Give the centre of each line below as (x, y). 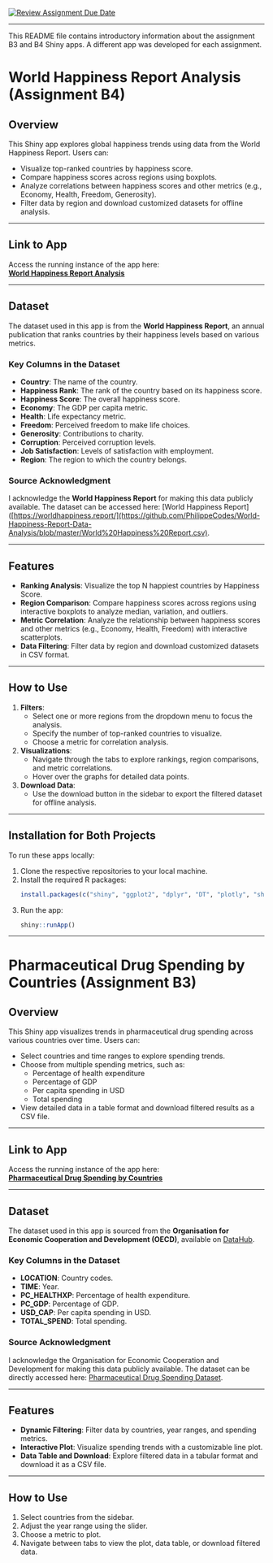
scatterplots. (41, 637)
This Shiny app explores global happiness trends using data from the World (134, 144)
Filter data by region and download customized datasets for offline (132, 203)
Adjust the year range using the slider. (84, 1526)
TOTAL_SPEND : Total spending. (74, 1322)
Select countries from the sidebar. (77, 1517)
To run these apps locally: (52, 855)
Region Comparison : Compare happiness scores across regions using (138, 603)
